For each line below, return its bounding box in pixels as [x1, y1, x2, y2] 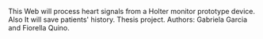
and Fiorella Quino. [8, 23, 70, 32]
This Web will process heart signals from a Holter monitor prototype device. [8, 7, 256, 16]
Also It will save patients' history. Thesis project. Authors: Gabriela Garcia [8, 15, 248, 24]
